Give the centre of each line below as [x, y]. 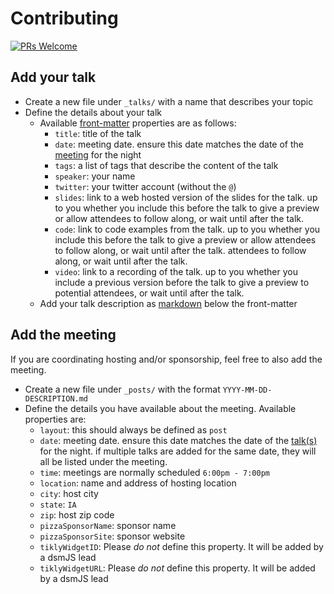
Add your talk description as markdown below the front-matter [168, 303]
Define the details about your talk [93, 112]
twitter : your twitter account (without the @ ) [145, 186]
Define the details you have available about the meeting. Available [160, 408]
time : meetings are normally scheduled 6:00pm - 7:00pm [155, 472]
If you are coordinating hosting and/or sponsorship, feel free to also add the [166, 359]
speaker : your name [95, 176]
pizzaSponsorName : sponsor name [108, 525]
